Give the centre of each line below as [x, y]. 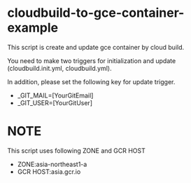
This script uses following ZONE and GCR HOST [76, 150]
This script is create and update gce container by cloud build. [96, 47]
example [33, 28]
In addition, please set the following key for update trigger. [91, 81]
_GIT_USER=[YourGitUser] [55, 102]
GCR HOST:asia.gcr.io [49, 171]
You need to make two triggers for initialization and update [92, 60]
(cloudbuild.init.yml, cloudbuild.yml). [59, 68]
